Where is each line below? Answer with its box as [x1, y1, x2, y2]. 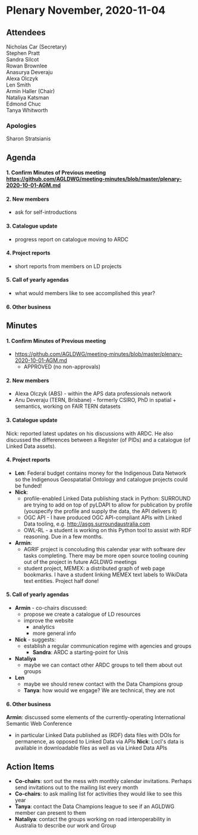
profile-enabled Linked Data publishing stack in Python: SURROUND [23, 495, 191, 502]
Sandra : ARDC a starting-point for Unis [32, 649, 129, 656]
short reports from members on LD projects [14, 262, 122, 269]
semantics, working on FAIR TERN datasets [14, 403, 121, 410]
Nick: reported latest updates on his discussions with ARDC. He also [6, 429, 174, 437]
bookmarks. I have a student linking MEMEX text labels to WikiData [23, 571, 188, 578]
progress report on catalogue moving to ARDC [14, 235, 129, 242]
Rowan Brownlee [6, 62, 48, 69]
